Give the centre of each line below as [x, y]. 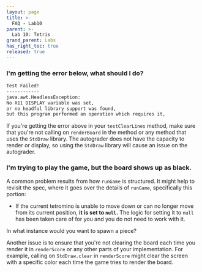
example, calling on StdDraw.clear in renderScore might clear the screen [97, 255]
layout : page [23, 12]
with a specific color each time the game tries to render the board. [90, 262]
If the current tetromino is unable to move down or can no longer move [104, 206]
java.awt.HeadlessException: [43, 97]
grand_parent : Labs [31, 40]
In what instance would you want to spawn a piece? [71, 230]
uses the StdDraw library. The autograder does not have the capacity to [95, 139]
